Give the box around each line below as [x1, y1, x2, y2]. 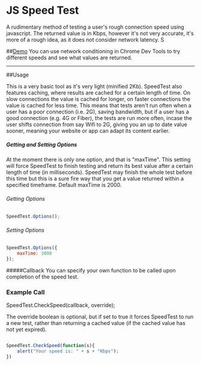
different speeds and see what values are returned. [6, 54, 133, 61]
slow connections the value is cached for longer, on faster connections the [6, 95, 190, 102]
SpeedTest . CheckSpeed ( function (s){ [6, 343, 95, 349]
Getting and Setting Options [6, 141, 78, 148]
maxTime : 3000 [17, 250, 52, 257]
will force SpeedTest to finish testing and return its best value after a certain [6, 162, 193, 169]
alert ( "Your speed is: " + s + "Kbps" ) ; [17, 348, 119, 354]
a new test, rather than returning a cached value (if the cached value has [6, 320, 185, 327]
